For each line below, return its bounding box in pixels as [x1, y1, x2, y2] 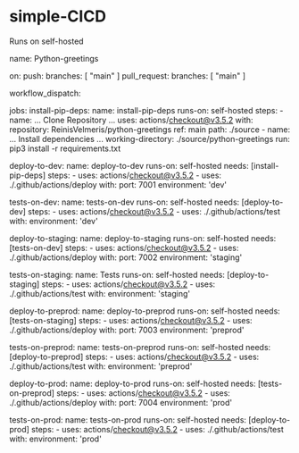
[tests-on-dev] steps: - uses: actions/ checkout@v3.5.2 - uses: [9, 242, 239, 253]
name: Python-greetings [9, 53, 99, 63]
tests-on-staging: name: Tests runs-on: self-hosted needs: [9, 269, 226, 280]
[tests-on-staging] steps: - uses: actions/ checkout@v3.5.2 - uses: [9, 315, 253, 325]
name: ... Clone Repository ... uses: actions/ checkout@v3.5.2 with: [9, 114, 253, 125]
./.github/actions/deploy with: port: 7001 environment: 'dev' [9, 179, 228, 189]
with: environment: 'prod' [9, 433, 103, 444]
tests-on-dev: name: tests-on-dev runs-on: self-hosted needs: [9, 197, 240, 207]
